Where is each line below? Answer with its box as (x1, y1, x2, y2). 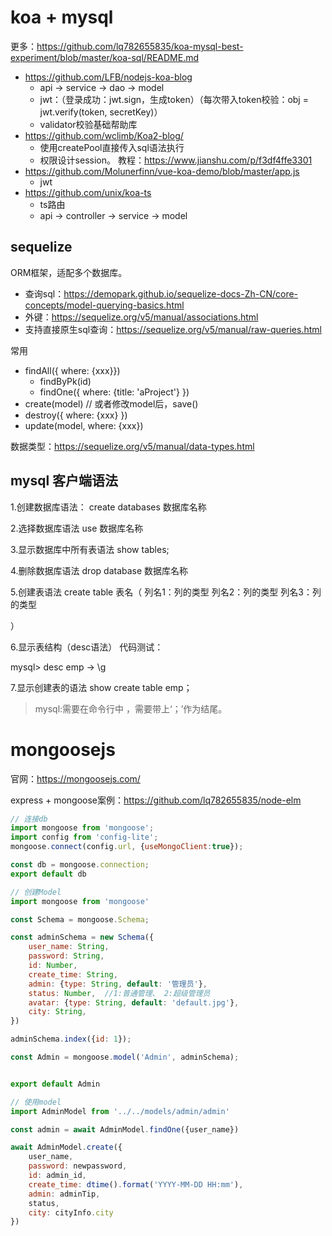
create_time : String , (28, 969, 118, 980)
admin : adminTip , (28, 1189, 101, 1199)
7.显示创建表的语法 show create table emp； (10, 681, 193, 693)
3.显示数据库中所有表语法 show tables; (10, 543, 170, 555)
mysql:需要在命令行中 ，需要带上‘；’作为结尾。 (34, 702, 228, 715)
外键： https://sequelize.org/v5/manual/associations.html (24, 311, 259, 323)
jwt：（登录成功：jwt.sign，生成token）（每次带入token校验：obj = (39, 93, 309, 105)
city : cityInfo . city (28, 1207, 114, 1218)
